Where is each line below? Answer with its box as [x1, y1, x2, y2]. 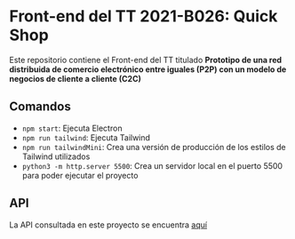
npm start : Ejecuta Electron [21, 123, 123, 133]
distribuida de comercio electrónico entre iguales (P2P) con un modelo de [9, 64, 287, 75]
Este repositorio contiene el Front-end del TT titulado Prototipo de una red [9, 54, 283, 65]
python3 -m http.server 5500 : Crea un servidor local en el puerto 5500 [21, 160, 283, 171]
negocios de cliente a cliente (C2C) [9, 73, 142, 84]
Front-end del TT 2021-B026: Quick [9, 6, 278, 27]
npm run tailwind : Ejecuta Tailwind [21, 131, 151, 143]
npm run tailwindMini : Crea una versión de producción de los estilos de [21, 141, 286, 152]
